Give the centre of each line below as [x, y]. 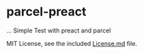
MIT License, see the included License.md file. [72, 43]
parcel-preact [46, 12]
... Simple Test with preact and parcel [59, 30]
